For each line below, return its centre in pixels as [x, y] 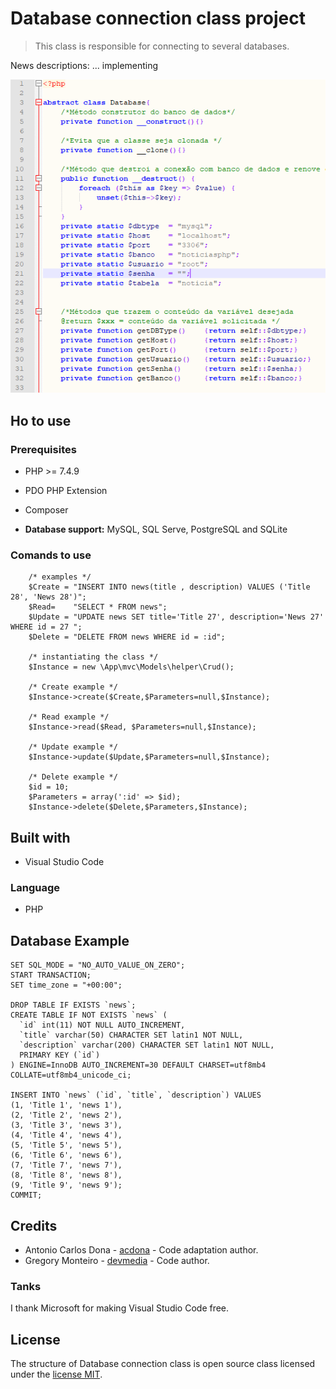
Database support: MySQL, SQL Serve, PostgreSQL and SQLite [156, 529]
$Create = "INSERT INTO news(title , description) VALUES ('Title [169, 587]
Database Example [70, 940]
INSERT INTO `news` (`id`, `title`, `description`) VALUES [136, 1095]
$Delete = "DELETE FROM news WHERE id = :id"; [127, 637]
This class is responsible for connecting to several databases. [162, 46]
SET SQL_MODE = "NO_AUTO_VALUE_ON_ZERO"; [98, 965]
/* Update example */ [73, 747]
